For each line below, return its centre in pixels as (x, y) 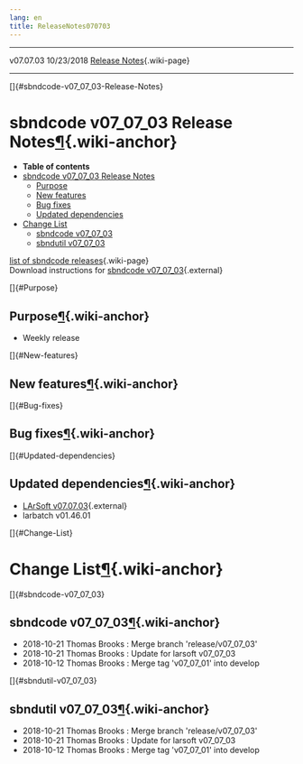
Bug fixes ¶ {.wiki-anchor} (83, 434)
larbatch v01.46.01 (56, 515)
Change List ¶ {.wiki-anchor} (116, 569)
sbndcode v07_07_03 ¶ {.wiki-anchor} (115, 623)
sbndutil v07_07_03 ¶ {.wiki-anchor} (110, 709)
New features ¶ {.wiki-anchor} (94, 384)
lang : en (26, 18)
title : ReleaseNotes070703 (60, 26)
